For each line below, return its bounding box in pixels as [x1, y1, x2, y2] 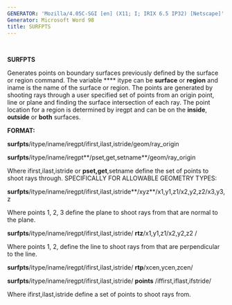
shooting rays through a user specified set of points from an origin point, [7, 91, 215, 99]
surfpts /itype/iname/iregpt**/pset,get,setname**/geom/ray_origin [7, 153, 196, 162]
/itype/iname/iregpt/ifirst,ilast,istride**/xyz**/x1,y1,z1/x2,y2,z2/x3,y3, [28, 188, 225, 196]
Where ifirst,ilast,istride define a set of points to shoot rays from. [7, 290, 192, 299]
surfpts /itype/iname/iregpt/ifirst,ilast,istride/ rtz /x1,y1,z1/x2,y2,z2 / [7, 229, 197, 238]
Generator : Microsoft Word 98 [7, 17, 95, 24]
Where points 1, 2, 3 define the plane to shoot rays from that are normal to [7, 209, 218, 217]
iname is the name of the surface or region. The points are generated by [7, 84, 213, 92]
